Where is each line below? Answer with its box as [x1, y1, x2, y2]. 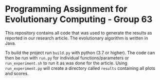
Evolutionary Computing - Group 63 [5, 14, 153, 25]
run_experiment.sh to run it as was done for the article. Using [5, 60, 127, 66]
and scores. [5, 70, 29, 76]
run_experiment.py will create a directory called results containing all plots [5, 65, 156, 71]
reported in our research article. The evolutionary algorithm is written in [5, 35, 148, 41]
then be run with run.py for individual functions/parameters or [5, 55, 129, 60]
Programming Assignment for [5, 3, 127, 15]
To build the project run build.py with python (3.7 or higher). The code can [5, 50, 155, 56]
